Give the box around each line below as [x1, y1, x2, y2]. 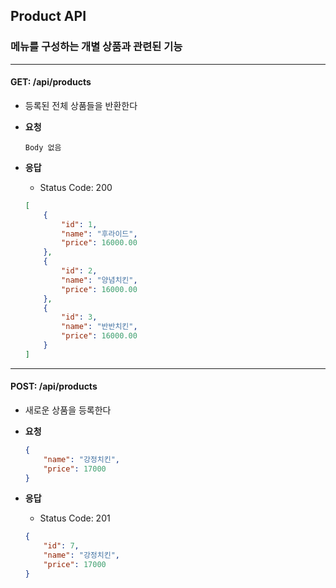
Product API [10, 8, 87, 25]
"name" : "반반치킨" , [61, 322, 138, 332]
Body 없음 [24, 142, 62, 153]
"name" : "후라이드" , [61, 229, 138, 239]
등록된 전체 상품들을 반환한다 [24, 99, 138, 111]
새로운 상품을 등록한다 [24, 404, 112, 416]
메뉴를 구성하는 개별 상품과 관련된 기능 [10, 40, 183, 54]
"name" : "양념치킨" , [61, 275, 138, 285]
